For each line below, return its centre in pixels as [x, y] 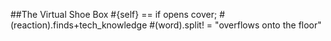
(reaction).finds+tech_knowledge [79, 25]
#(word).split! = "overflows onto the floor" [235, 25]
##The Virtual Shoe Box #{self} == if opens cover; [114, 14]
